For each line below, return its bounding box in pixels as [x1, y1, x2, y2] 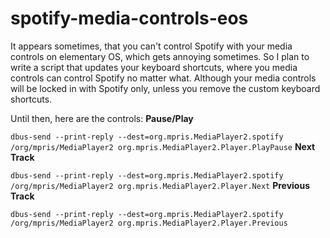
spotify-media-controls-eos [10, 7, 249, 30]
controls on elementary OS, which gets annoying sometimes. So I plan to [10, 50, 310, 62]
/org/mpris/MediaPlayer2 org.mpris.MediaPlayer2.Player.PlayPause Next [10, 140, 316, 152]
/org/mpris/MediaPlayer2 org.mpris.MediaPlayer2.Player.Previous [10, 218, 288, 228]
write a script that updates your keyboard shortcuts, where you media [10, 61, 298, 73]
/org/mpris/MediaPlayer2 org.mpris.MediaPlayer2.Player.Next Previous [10, 179, 311, 191]
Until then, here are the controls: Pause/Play [10, 112, 194, 124]
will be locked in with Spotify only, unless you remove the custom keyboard [10, 82, 321, 94]
